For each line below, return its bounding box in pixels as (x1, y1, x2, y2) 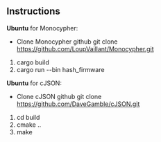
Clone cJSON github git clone (16, 92, 102, 100)
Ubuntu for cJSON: (6, 79, 62, 87)
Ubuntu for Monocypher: (6, 24, 78, 32)
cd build (16, 113, 40, 121)
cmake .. (16, 121, 42, 129)
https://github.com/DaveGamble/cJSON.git (16, 100, 140, 108)
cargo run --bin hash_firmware (16, 65, 105, 73)
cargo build (16, 58, 49, 66)
